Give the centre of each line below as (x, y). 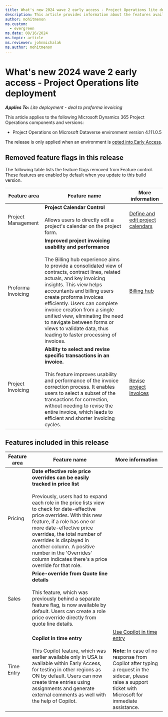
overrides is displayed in (60, 540)
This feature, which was (60, 592)
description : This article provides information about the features (78, 15)
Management (23, 223)
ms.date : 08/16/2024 (27, 33)
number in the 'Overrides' (62, 553)
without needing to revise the (79, 406)
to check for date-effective (64, 509)
